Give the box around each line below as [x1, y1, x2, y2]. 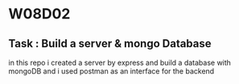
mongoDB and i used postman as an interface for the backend [8, 66, 215, 76]
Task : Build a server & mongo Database [8, 37, 212, 50]
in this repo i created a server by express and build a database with [8, 58, 232, 67]
